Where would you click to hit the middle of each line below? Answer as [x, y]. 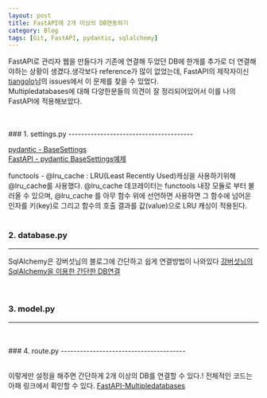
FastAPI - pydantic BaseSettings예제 [68, 159]
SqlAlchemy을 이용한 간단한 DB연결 [64, 271]
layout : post [30, 16]
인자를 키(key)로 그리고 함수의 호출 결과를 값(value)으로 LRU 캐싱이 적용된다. [128, 206]
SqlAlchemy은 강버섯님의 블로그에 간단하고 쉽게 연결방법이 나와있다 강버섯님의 [131, 261]
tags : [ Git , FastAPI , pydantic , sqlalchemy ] [83, 38]
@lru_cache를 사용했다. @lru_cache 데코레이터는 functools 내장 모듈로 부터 [127, 186]
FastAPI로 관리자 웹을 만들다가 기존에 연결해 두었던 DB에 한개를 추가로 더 [122, 61]
